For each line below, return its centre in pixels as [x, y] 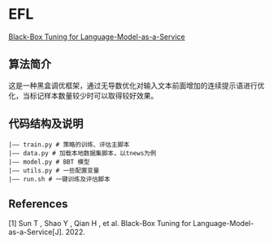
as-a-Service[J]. [36, 232]
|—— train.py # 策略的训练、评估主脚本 [69, 144]
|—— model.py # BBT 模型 [49, 162]
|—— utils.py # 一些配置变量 [54, 170]
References [38, 204]
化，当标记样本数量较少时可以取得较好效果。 [83, 95]
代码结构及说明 [46, 124]
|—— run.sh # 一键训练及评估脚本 [60, 179]
